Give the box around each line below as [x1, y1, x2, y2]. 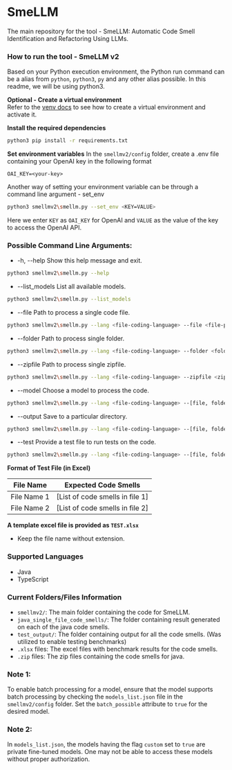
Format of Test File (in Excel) [7, 464, 91, 472]
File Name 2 [10, 503, 50, 513]
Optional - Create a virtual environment [7, 96, 122, 104]
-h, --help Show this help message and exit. [17, 256, 143, 265]
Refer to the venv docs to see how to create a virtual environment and [7, 103, 206, 112]
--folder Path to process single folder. [17, 334, 125, 342]
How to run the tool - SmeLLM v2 [7, 51, 119, 61]
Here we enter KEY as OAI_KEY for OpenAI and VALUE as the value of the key [7, 216, 219, 224]
